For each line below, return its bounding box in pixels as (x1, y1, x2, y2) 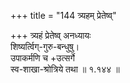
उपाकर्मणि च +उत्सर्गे (10, 52, 75, 64)
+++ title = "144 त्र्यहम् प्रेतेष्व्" (10, 10, 117, 21)
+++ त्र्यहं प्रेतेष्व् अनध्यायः (10, 30, 92, 41)
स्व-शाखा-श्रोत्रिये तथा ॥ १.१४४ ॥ (10, 63, 120, 75)
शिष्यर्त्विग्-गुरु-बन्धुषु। (10, 41, 80, 52)
